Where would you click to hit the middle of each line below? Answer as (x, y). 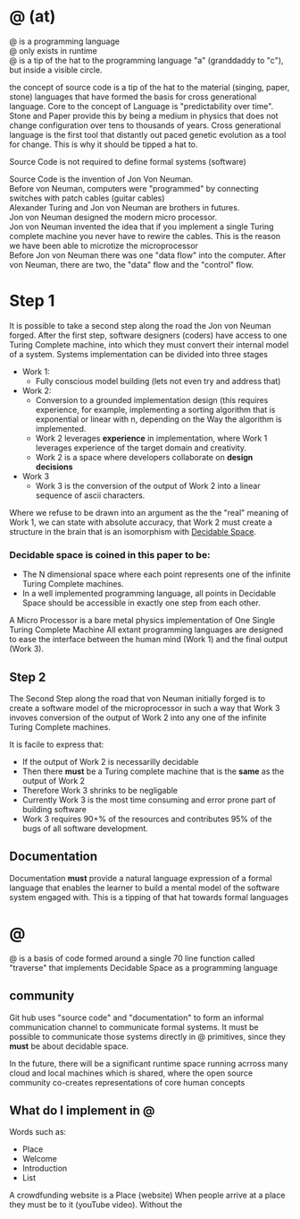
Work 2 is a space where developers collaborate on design (144, 457)
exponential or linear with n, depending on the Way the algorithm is (159, 419)
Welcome (40, 1159)
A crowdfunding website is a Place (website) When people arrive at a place (147, 1195)
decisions (54, 467)
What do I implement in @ (82, 1110)
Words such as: (38, 1132)
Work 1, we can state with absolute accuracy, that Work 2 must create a (141, 522)
